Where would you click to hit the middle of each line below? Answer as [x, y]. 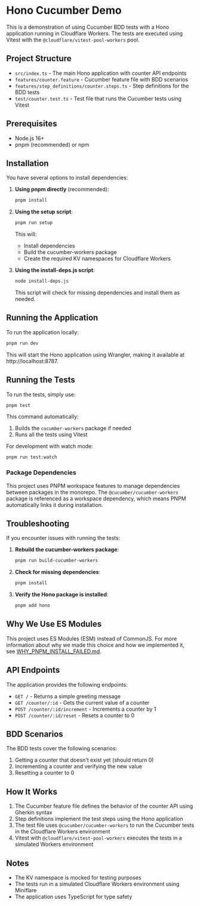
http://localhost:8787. [32, 361]
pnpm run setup [34, 223]
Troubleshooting [38, 523]
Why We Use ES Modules [54, 624]
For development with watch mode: [50, 446]
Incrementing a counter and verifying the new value [78, 766]
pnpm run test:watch [32, 457]
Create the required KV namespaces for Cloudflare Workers [97, 259]
